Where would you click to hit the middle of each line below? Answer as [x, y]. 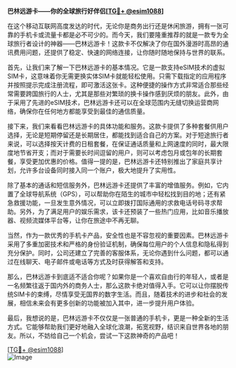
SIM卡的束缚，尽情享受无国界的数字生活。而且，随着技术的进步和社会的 [117, 294]
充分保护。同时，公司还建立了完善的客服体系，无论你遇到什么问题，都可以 [115, 253]
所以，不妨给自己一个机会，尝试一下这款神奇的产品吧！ [99, 336]
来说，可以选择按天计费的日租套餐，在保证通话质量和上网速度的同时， [109, 144]
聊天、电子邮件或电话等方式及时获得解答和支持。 [96, 262]
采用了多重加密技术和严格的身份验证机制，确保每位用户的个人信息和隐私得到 [118, 244]
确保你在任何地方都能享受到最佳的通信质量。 [84, 111]
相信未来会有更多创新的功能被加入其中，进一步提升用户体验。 [109, 303]
